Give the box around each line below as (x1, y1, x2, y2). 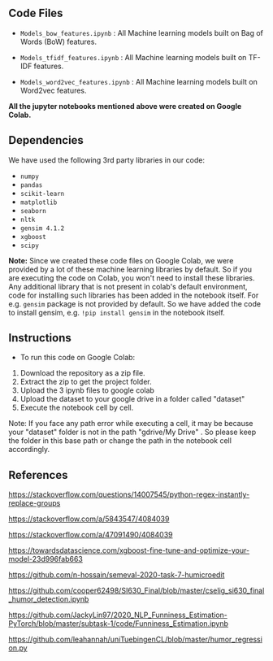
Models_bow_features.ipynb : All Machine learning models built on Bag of (19, 28, 264, 37)
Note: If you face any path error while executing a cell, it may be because (8, 419, 253, 428)
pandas (19, 180, 43, 189)
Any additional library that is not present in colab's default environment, (8, 281, 248, 291)
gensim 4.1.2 (19, 224, 65, 233)
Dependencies (8, 133, 84, 147)
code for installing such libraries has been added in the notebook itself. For (8, 290, 259, 300)
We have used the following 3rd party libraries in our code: (8, 154, 206, 165)
